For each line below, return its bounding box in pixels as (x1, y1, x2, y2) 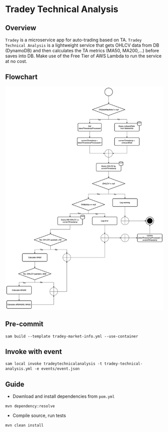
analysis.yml (5, 366, 33, 372)
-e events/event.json (34, 366, 80, 372)
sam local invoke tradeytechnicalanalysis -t (5, 361, 102, 367)
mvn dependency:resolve (5, 404, 55, 409)
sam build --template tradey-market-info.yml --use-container (5, 333, 138, 339)
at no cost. (5, 58, 28, 64)
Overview (5, 24, 37, 32)
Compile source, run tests (12, 412, 66, 418)
